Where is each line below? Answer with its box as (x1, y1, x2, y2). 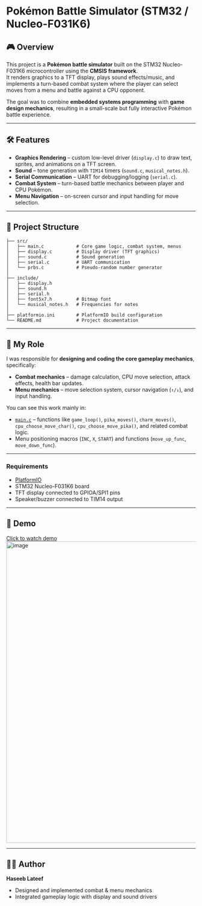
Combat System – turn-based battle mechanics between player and (14, 179, 185, 187)
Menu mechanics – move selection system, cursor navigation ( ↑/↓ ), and (14, 386, 194, 394)
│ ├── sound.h (6, 286, 47, 292)
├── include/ (6, 275, 39, 281)
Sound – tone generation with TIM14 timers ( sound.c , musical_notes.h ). (14, 167, 189, 174)
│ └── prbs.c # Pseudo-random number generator (6, 264, 163, 270)
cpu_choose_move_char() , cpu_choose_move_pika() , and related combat (14, 423, 188, 430)
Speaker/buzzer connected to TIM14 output (14, 495, 123, 502)
